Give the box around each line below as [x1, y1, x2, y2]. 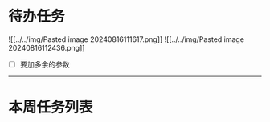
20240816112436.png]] [8, 43, 85, 52]
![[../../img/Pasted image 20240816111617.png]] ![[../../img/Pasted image [8, 34, 245, 44]
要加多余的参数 [19, 59, 70, 69]
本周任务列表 [8, 98, 94, 116]
